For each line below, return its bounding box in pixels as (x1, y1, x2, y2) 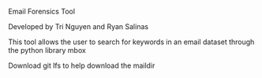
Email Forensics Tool (8, 7, 76, 16)
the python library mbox (8, 46, 87, 54)
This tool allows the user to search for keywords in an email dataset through (8, 37, 255, 46)
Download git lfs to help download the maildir (8, 61, 155, 70)
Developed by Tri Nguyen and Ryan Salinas (8, 22, 148, 31)
